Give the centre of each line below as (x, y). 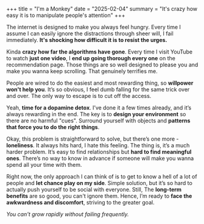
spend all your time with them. (44, 165)
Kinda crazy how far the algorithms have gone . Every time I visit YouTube (100, 52)
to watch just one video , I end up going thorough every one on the (91, 58)
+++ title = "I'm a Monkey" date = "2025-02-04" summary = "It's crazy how (102, 9)
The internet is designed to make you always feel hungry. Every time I (94, 27)
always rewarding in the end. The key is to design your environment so (96, 114)
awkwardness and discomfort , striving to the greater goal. (80, 202)
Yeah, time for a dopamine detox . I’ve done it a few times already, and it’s (99, 108)
